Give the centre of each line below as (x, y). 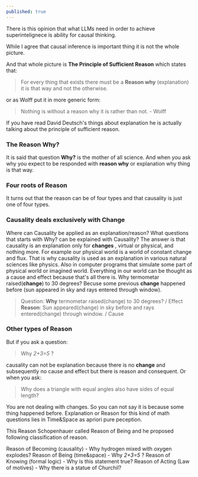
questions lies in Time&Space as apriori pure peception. (74, 419)
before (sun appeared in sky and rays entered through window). (84, 290)
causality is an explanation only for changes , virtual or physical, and (90, 245)
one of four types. (28, 205)
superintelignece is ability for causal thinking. (61, 35)
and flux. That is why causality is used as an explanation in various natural (96, 258)
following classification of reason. (47, 437)
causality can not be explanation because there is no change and (86, 365)
